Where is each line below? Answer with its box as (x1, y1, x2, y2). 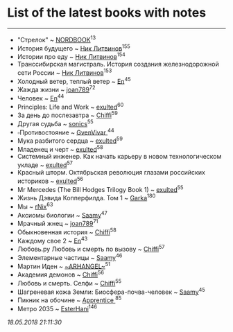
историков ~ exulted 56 (17, 175, 84, 185)
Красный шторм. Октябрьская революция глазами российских (17, 168, 206, 177)
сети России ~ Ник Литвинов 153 (17, 67, 112, 77)
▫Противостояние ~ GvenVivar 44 (17, 127, 114, 137)
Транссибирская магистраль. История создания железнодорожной (17, 60, 220, 68)
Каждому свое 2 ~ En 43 (17, 235, 88, 245)
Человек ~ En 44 (17, 92, 64, 102)
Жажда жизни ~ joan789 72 (17, 85, 96, 94)
